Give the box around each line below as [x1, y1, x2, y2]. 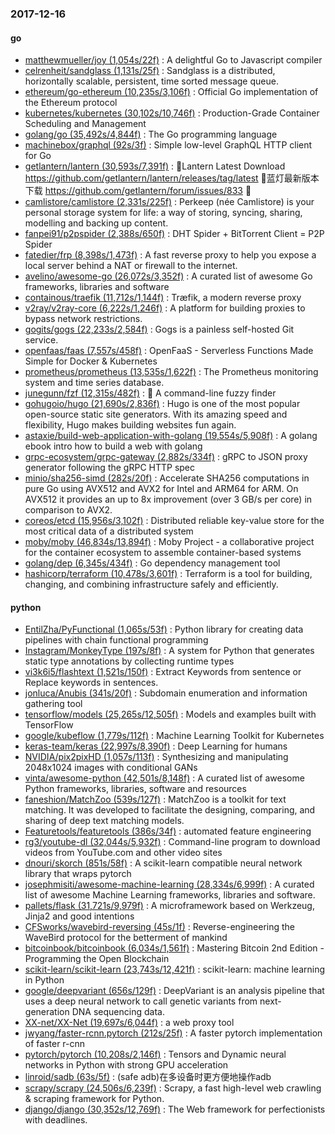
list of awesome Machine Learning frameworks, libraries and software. [24, 889, 316, 901]
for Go [24, 150, 52, 162]
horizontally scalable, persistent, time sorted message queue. [24, 75, 279, 87]
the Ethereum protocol [24, 97, 118, 109]
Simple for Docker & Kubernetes [24, 355, 158, 367]
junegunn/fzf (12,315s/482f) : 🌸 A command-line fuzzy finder [24, 387, 277, 399]
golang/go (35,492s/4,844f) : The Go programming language [24, 128, 278, 141]
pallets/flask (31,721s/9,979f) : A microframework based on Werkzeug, [24, 900, 315, 912]
